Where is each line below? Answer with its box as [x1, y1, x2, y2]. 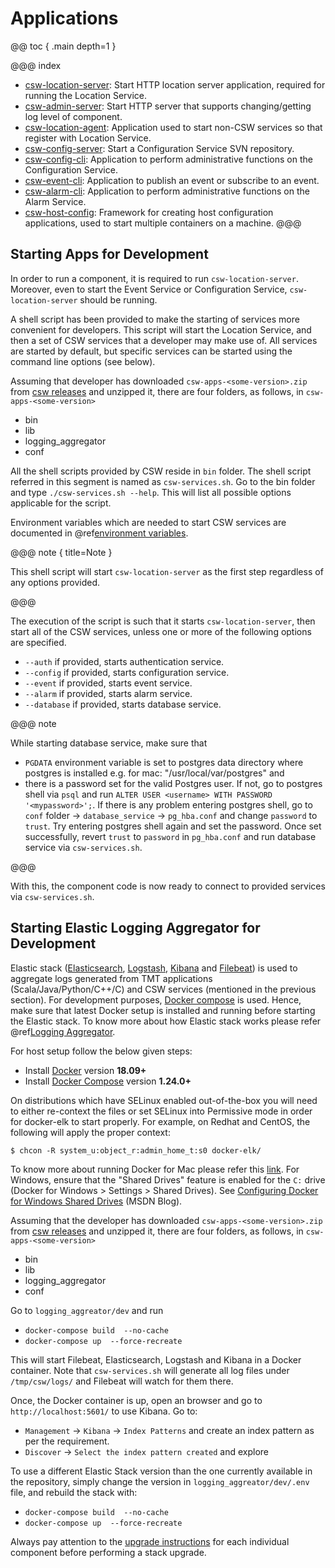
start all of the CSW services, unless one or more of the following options [10, 625, 312, 637]
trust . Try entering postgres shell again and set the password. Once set [24, 820, 322, 832]
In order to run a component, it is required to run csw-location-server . [10, 272, 299, 284]
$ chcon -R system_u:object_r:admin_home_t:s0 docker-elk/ [10, 1145, 262, 1156]
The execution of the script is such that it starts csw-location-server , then [10, 615, 316, 627]
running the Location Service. [24, 89, 147, 101]
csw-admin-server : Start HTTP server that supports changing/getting [24, 100, 312, 112]
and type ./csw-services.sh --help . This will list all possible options [10, 486, 292, 498]
